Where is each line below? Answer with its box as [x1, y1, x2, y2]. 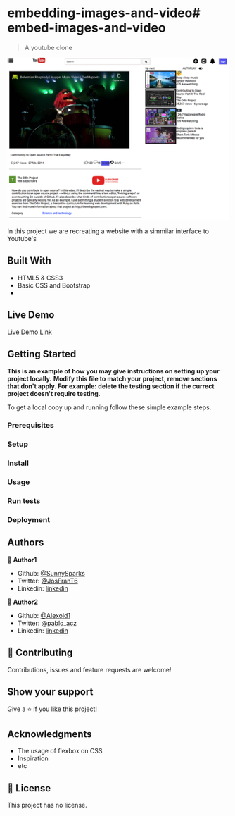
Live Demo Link [7, 328, 53, 336]
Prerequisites [7, 421, 54, 431]
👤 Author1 [7, 555, 37, 564]
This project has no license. [7, 801, 87, 810]
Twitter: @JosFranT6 [17, 576, 79, 585]
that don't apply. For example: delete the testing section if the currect [7, 382, 215, 390]
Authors [7, 537, 44, 549]
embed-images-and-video [7, 20, 167, 36]
